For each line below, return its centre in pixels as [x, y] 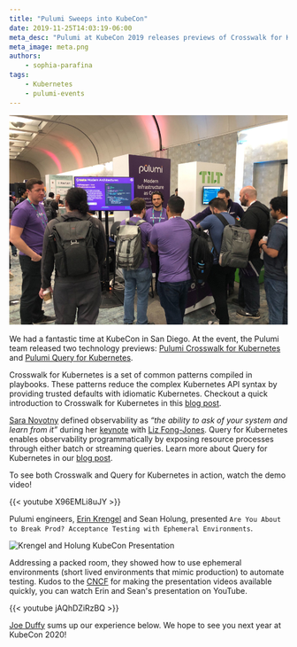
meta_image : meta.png [49, 47]
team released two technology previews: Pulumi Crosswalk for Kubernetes [145, 348]
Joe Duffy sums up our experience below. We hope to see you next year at [145, 625]
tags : [19, 75]
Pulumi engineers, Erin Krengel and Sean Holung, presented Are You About [145, 518]
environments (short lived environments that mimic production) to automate [147, 572]
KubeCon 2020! [38, 635]
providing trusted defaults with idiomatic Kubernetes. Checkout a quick [138, 394]
